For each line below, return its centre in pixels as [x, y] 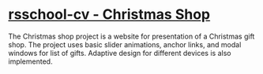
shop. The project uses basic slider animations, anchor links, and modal [125, 44]
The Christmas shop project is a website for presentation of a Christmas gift [131, 36]
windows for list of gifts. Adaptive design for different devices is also [120, 53]
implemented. [30, 61]
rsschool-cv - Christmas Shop [109, 15]
